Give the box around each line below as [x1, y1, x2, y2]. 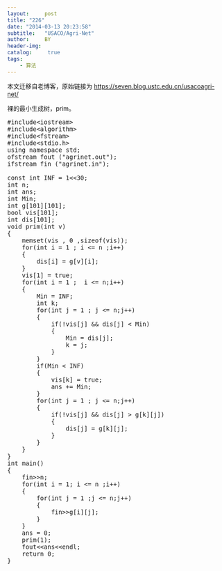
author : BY [7, 36, 51, 43]
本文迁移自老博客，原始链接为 [7, 81, 92, 91]
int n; [7, 180, 30, 189]
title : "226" [7, 17, 45, 24]
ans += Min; [51, 382, 92, 391]
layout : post [7, 10, 58, 17]
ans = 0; [22, 529, 52, 537]
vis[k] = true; [51, 375, 103, 384]
